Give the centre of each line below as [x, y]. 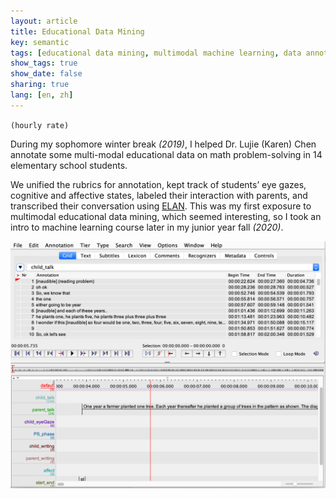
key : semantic [40, 42]
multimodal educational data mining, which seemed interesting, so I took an [166, 216]
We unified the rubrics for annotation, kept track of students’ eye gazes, [158, 184]
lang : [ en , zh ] [42, 95]
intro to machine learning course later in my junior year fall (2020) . [147, 227]
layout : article [44, 21]
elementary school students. [69, 165]
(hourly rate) [40, 125]
